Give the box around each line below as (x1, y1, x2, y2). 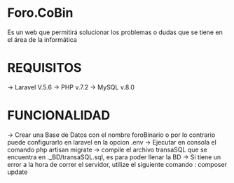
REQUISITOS (7, 60, 82, 76)
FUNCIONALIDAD (7, 108, 111, 124)
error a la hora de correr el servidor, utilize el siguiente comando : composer (7, 160, 228, 168)
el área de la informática (7, 35, 77, 43)
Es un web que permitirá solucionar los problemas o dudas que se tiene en (7, 28, 223, 36)
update (7, 168, 28, 176)
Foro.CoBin (7, 5, 74, 21)
